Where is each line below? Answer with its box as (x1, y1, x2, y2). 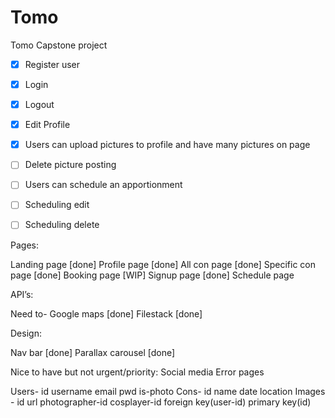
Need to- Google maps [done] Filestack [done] (10, 307, 203, 320)
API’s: (10, 288, 34, 300)
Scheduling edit (24, 199, 90, 211)
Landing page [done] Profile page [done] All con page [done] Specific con (10, 258, 316, 270)
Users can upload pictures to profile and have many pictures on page (24, 139, 311, 151)
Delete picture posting (24, 159, 117, 171)
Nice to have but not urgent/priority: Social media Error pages (10, 366, 265, 378)
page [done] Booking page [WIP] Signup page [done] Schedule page (10, 269, 295, 281)
